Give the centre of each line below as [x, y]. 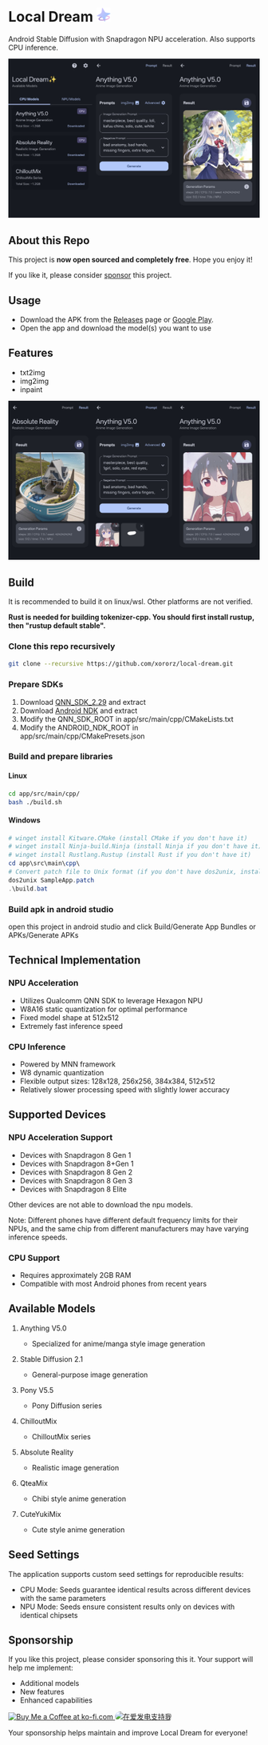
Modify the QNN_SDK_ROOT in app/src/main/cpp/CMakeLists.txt [126, 718]
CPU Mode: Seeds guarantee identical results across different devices [135, 1589]
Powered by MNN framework [67, 1064]
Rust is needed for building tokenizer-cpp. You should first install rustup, [132, 617]
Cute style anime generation [78, 1529]
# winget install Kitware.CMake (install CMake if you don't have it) [128, 838]
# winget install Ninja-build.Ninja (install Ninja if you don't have [128, 846]
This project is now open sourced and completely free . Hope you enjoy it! [130, 260]
